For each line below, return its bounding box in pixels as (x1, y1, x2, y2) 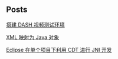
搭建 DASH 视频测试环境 (6, 21, 65, 28)
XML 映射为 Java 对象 (6, 34, 60, 41)
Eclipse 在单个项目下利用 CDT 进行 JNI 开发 (6, 46, 112, 53)
